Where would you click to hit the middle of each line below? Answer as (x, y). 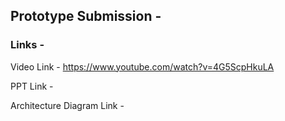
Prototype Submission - (86, 16)
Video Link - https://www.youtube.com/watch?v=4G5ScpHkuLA (142, 66)
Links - (27, 45)
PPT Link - (32, 86)
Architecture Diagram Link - (67, 105)
